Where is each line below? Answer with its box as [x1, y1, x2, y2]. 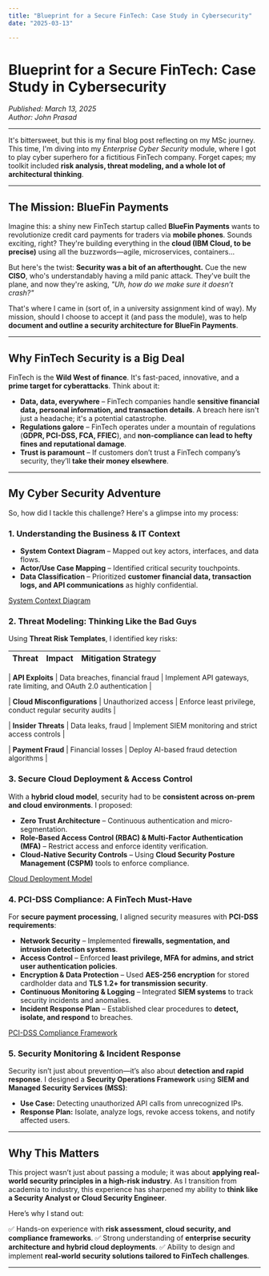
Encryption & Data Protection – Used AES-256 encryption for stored [19, 970, 250, 980]
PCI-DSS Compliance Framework [8, 1028, 118, 1037]
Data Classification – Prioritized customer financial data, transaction [19, 572, 252, 581]
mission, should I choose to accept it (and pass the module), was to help [8, 312, 247, 322]
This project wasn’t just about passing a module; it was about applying [8, 1168, 243, 1178]
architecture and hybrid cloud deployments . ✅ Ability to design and [8, 1242, 235, 1252]
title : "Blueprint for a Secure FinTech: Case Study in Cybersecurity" [8, 11, 252, 20]
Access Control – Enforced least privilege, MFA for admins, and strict [19, 953, 254, 963]
